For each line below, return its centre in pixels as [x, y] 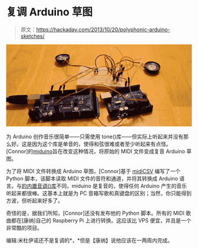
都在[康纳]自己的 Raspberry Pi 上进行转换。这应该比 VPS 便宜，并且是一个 [101, 221]
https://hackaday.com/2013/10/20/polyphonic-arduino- [103, 29]
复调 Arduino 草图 [49, 12]
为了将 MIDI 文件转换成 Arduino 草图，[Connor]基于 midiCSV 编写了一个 [93, 171]
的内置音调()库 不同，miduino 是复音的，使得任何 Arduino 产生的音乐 [104, 186]
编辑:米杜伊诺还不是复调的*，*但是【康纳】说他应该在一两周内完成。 [90, 240]
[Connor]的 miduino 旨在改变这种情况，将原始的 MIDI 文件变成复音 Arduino [96, 151]
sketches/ [33, 36]
